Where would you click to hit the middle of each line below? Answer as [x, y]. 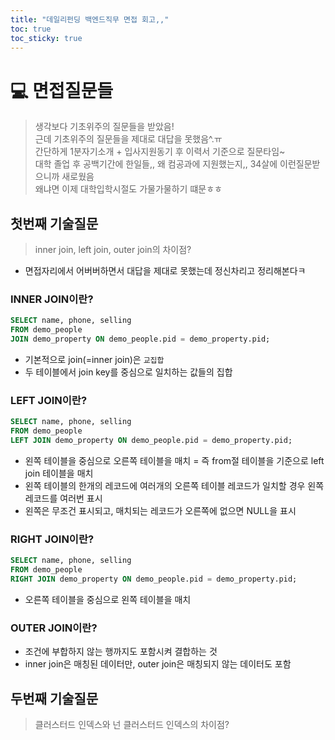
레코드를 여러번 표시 [63, 498]
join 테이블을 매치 [59, 473]
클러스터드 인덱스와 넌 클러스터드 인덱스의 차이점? [132, 724]
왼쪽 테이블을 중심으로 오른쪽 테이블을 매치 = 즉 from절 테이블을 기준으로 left [174, 460]
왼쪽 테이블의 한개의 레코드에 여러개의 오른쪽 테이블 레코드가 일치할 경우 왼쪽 [174, 485]
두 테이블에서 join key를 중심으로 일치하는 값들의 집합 [128, 372]
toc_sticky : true [46, 38]
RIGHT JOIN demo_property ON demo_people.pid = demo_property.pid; [154, 579]
